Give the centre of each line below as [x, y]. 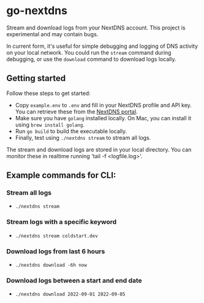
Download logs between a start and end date [74, 280]
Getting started [36, 78]
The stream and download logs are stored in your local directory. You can [99, 149]
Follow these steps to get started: [48, 93]
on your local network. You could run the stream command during [89, 52]
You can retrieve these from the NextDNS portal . [76, 112]
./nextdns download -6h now [51, 265]
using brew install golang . [50, 125]
